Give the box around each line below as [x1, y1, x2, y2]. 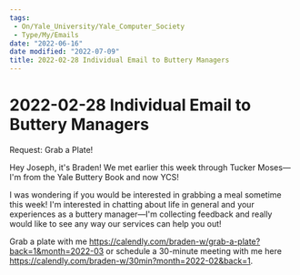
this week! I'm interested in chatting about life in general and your [9, 199, 255, 209]
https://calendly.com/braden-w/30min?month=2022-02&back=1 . [9, 255, 254, 266]
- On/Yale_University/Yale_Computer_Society [13, 22, 185, 31]
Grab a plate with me [9, 236, 88, 247]
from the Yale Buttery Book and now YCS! [23, 171, 179, 182]
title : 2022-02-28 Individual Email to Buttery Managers [9, 56, 230, 65]
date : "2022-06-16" [9, 38, 84, 48]
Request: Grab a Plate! [9, 144, 94, 155]
